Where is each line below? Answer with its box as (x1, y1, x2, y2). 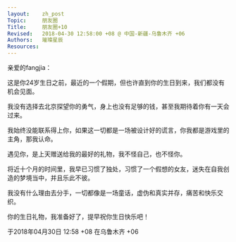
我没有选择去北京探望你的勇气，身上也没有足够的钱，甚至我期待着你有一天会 (7, 102, 230, 110)
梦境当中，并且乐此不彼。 (19, 174, 94, 182)
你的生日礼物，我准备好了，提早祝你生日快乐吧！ (7, 212, 149, 221)
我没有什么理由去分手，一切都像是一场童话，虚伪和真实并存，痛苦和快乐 (7, 188, 217, 197)
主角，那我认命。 (7, 135, 57, 143)
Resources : (7, 43, 39, 50)
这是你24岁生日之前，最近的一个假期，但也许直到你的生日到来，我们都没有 (7, 78, 225, 87)
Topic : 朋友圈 (7, 17, 58, 24)
